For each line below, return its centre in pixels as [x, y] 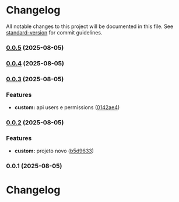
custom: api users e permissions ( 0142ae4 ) [67, 107]
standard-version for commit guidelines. [54, 32]
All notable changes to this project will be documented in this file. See [90, 26]
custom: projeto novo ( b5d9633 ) [54, 151]
